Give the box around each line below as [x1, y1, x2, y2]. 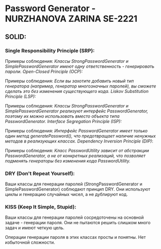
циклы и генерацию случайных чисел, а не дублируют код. [5, 192, 128, 197]
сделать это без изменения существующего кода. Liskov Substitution [5, 88, 149, 94]
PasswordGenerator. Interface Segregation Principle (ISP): [5, 118, 122, 124]
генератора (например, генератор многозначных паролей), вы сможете [5, 83, 157, 89]
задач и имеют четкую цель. [5, 225, 64, 231]
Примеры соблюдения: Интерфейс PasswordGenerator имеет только [5, 127, 148, 134]
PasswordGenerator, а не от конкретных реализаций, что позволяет [5, 153, 145, 159]
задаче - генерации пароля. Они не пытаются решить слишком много [5, 220, 151, 226]
